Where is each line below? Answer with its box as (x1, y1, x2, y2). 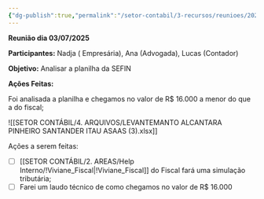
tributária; (19, 174, 52, 183)
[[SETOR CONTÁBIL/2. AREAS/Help (19, 157, 135, 166)
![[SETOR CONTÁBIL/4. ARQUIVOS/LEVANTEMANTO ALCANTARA (8, 117, 222, 127)
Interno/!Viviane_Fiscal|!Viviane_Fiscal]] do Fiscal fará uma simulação (19, 165, 246, 175)
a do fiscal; (8, 102, 45, 112)
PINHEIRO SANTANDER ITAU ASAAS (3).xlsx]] (8, 126, 158, 135)
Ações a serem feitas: (8, 141, 79, 150)
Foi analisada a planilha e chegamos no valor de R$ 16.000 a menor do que (8, 94, 251, 103)
